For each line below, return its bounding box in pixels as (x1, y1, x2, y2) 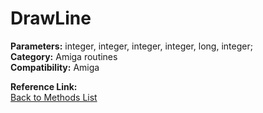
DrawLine (10, 7, 92, 30)
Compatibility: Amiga (10, 61, 100, 73)
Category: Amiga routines (10, 50, 118, 62)
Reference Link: (10, 80, 78, 92)
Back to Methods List (10, 91, 98, 103)
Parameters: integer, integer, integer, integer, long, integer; (10, 40, 253, 52)
